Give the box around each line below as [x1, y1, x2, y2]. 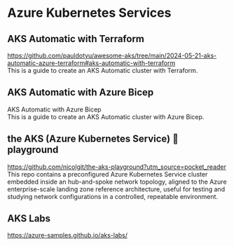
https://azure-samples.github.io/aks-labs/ [7, 231, 128, 240]
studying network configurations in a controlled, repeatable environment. [7, 192, 219, 200]
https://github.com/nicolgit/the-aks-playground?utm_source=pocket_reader [7, 163, 226, 171]
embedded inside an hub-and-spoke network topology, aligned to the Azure [7, 177, 227, 186]
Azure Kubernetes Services [7, 5, 172, 21]
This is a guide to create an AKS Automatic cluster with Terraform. [7, 67, 198, 74]
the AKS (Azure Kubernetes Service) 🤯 [7, 133, 179, 145]
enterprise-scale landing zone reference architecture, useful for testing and [7, 184, 226, 193]
